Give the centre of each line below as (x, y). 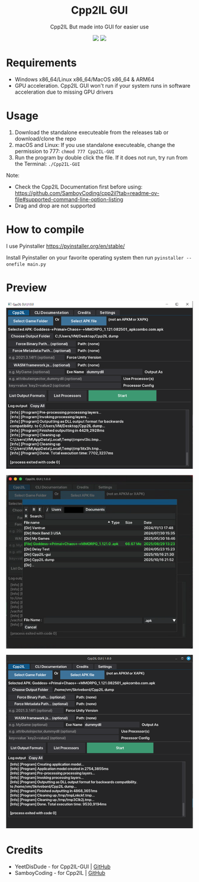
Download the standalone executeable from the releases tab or (92, 132)
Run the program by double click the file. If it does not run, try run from (101, 157)
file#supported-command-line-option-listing (69, 199)
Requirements (41, 63)
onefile (16, 264)
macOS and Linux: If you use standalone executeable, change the (95, 145)
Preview (27, 287)
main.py (37, 264)
